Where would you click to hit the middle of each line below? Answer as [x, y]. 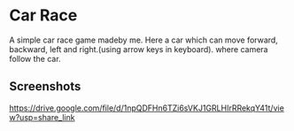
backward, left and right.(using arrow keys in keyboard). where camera [139, 49]
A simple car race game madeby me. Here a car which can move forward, [144, 40]
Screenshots [45, 86]
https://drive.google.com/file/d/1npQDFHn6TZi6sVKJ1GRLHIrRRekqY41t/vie [147, 108]
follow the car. [35, 58]
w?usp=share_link [42, 117]
